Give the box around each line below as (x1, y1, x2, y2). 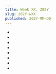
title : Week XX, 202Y (5, 7, 49, 12)
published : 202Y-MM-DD (5, 16, 51, 21)
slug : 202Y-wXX (5, 12, 36, 16)
